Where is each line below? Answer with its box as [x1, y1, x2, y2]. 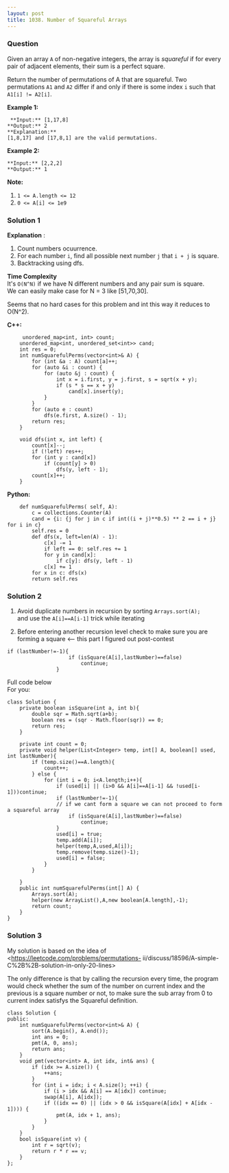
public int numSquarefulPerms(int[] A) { [19, 885, 139, 892]
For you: [7, 686, 31, 694]
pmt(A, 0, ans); [32, 1039, 78, 1047]
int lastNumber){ [7, 753, 57, 760]
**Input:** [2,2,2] [7, 159, 63, 167]
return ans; [32, 1045, 67, 1052]
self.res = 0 [32, 528, 69, 535]
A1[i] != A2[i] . [7, 90, 53, 98]
